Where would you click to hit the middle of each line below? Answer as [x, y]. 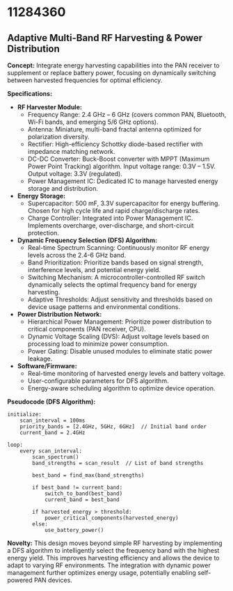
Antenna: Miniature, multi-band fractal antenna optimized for [114, 129]
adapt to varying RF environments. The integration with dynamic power [109, 565]
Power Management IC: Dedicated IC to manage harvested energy [123, 181]
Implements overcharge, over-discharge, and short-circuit [111, 226]
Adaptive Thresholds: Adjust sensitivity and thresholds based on [120, 299]
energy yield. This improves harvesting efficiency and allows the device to [113, 558]
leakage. [40, 358]
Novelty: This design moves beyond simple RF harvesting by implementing [115, 543]
